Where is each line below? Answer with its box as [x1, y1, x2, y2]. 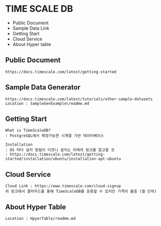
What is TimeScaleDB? [5, 128, 51, 133]
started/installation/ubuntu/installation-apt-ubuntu [5, 156, 122, 162]
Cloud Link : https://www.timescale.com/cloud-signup [5, 184, 122, 189]
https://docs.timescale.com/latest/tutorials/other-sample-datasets [5, 97, 153, 102]
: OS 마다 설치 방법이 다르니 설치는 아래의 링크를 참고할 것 [5, 148, 115, 153]
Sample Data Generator [5, 83, 81, 92]
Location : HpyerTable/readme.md [5, 216, 76, 221]
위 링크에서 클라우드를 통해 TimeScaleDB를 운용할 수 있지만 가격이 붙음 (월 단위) [5, 189, 157, 194]
